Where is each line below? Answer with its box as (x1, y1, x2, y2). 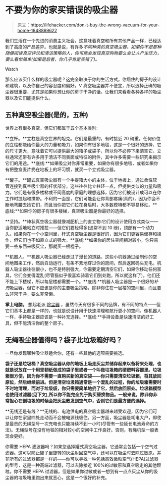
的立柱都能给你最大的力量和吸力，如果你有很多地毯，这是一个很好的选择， (5, 142, 157, 148)
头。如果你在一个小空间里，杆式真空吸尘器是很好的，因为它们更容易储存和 (5, 231, 157, 237)
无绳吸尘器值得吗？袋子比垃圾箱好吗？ (5, 336, 122, 344)
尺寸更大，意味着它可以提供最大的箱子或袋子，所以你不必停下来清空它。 (9, 148, 157, 154)
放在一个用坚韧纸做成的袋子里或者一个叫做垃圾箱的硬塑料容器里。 (18, 367, 153, 373)
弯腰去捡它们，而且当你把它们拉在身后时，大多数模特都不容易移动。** (13, 202, 158, 208)
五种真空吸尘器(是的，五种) (5, 111, 88, 119)
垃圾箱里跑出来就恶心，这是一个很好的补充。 (18, 474, 110, 481)
